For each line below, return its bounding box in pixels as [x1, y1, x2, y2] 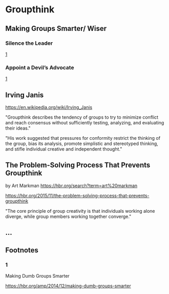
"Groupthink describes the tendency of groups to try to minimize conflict [5, 114, 159, 120]
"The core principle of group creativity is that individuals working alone [5, 208, 155, 214]
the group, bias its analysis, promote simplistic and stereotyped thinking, [5, 140, 159, 146]
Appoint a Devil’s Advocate [5, 64, 74, 71]
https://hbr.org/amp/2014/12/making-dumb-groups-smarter [5, 283, 132, 289]
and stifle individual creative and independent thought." [5, 145, 122, 152]
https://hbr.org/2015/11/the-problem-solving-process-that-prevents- [5, 192, 150, 198]
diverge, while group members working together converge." [5, 213, 132, 219]
